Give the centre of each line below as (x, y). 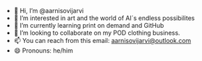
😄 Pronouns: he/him (43, 51)
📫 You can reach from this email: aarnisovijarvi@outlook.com (102, 41)
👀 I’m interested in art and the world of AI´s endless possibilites (104, 18)
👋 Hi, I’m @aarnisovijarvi (49, 11)
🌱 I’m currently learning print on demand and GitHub (89, 25)
